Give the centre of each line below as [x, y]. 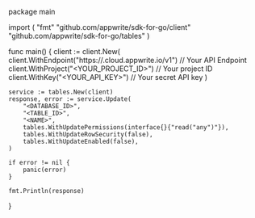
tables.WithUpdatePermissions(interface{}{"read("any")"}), [126, 128]
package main [32, 12]
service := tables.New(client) [61, 92]
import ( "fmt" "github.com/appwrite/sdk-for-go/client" [100, 27]
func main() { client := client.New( [65, 51]
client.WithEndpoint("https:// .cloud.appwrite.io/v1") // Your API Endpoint [128, 60]
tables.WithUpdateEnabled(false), [81, 141]
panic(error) [45, 170]
